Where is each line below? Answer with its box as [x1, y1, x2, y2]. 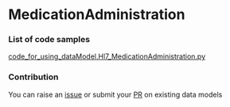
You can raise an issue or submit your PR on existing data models [8, 90, 223, 99]
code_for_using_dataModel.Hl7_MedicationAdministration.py [8, 52, 206, 61]
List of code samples [8, 34, 90, 45]
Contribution [8, 71, 59, 82]
